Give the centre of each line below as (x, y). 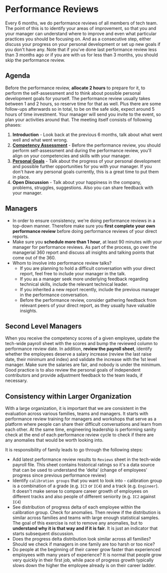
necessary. (17, 381)
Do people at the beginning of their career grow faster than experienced (86, 550)
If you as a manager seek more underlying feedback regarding (84, 279)
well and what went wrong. (40, 140)
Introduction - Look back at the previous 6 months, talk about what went (87, 134)
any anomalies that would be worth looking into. (54, 440)
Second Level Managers (44, 326)
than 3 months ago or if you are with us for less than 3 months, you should (82, 55)
